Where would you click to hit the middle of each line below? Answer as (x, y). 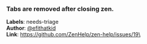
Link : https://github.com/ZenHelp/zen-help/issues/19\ (73, 34)
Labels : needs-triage (32, 22)
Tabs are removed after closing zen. (60, 9)
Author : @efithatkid (31, 28)
